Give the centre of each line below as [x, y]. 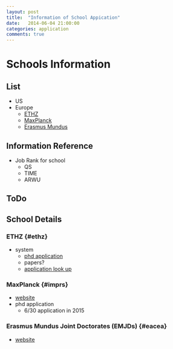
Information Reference [50, 146]
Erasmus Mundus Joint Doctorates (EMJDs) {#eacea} [87, 326]
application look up [48, 269]
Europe [24, 108]
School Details [34, 219]
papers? [34, 263]
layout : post [23, 12]
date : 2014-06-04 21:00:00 [43, 23]
